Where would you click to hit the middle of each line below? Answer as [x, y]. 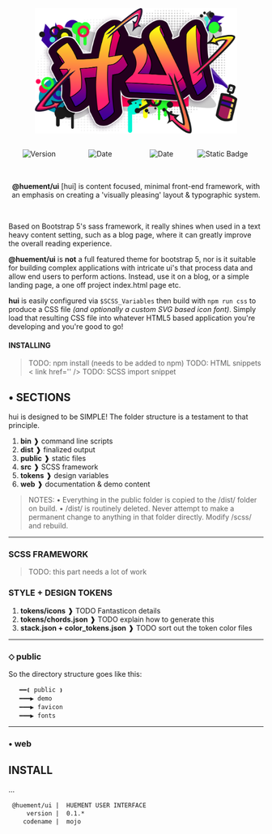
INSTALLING [30, 345]
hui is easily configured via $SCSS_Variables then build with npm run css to [132, 301]
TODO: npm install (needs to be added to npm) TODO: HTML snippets [144, 363]
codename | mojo [52, 822]
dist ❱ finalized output [57, 450]
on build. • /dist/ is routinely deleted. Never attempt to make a [131, 509]
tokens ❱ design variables [64, 476]
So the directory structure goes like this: [75, 674]
